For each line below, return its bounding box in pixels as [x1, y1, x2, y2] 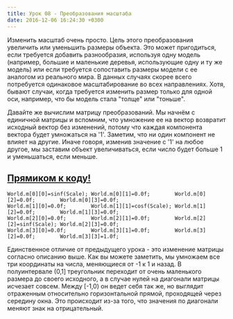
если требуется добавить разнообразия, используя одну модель [7, 50, 201, 59]
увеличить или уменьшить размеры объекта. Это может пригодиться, [7, 43, 216, 51]
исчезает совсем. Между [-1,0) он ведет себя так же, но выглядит [7, 282, 204, 291]
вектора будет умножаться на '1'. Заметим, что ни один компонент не [7, 130, 216, 139]
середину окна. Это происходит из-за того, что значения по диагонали [7, 297, 218, 305]
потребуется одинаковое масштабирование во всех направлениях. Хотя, [7, 80, 225, 88]
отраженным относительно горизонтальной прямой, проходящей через [7, 289, 222, 298]
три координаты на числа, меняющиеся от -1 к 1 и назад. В [7, 260, 182, 268]
